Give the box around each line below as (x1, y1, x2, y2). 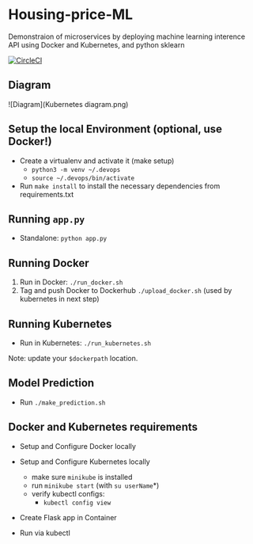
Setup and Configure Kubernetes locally (19, 457, 150, 466)
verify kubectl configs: (31, 489, 105, 498)
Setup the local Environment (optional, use (8, 123, 223, 136)
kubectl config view (43, 499, 111, 507)
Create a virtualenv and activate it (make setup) (19, 156, 175, 165)
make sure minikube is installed (31, 472, 133, 481)
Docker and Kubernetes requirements (8, 420, 198, 434)
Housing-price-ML (8, 6, 133, 24)
